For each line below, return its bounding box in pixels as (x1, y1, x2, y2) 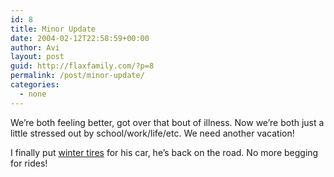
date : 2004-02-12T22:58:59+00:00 (10, 33, 150, 43)
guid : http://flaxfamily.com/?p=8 (10, 61, 155, 71)
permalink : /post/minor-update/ (10, 71, 145, 81)
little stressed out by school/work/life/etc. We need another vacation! (10, 127, 295, 139)
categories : (10, 80, 60, 90)
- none (19, 89, 47, 99)
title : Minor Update (10, 24, 97, 34)
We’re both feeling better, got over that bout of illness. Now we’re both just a (10, 116, 325, 128)
